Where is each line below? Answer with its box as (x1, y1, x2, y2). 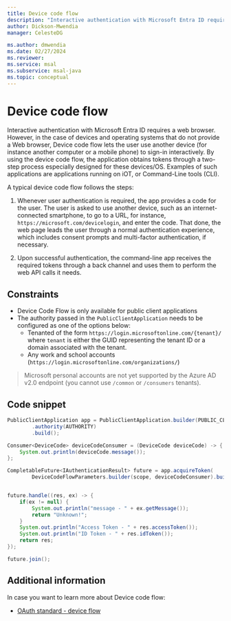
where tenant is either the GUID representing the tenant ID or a (27, 336, 206, 344)
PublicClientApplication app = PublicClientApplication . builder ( (7, 417, 198, 424)
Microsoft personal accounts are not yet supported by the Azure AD (23, 371, 217, 379)
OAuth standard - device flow (16, 607, 101, 615)
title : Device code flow (7, 10, 78, 17)
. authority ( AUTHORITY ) (32, 423, 97, 430)
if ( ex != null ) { (19, 498, 69, 505)
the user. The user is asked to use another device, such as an (16, 204, 191, 212)
